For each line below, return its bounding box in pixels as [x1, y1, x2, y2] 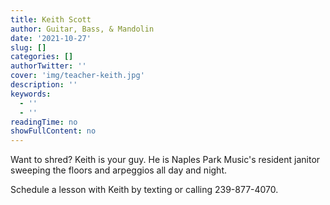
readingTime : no [10, 117, 78, 127]
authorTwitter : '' [10, 61, 87, 71]
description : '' [10, 80, 78, 90]
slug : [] [10, 42, 47, 53]
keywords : [10, 89, 52, 99]
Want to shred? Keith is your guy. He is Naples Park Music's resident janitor [10, 154, 321, 166]
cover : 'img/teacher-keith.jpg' [10, 71, 145, 81]
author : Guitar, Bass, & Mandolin [10, 24, 155, 34]
